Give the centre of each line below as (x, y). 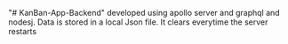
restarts (23, 31)
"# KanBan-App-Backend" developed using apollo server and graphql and (144, 13)
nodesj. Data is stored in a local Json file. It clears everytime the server (138, 22)
